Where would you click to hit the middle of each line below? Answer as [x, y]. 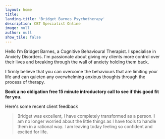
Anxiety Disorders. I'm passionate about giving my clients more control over [82, 56]
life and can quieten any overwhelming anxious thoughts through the [75, 77]
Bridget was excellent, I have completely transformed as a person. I [86, 116]
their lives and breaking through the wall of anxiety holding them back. [77, 62]
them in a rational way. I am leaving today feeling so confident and [85, 126]
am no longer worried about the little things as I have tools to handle [87, 121]
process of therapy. [25, 82]
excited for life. [32, 132]
